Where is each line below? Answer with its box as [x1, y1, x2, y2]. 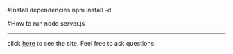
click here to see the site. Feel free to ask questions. [7, 39, 156, 47]
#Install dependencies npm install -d [7, 6, 112, 14]
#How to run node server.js [7, 19, 85, 27]
